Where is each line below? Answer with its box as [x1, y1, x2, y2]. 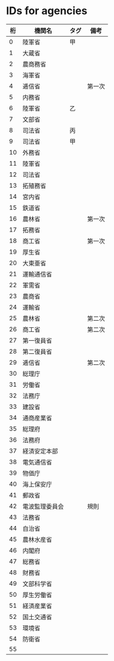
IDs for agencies [6, 4, 88, 18]
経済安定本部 [22, 447, 58, 455]
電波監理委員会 [22, 502, 64, 511]
